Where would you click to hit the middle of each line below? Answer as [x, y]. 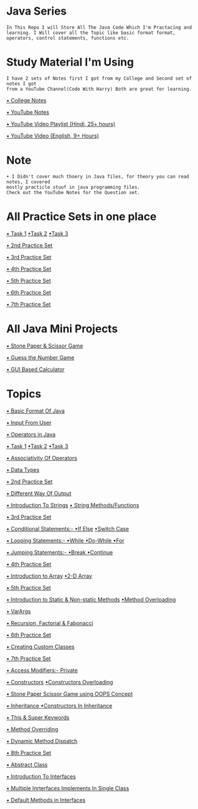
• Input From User [29, 422]
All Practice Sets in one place [81, 217]
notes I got [21, 83]
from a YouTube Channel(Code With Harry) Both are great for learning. [99, 89]
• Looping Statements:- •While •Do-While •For [65, 541]
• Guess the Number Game [41, 357]
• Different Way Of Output [39, 493]
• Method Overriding [32, 729]
